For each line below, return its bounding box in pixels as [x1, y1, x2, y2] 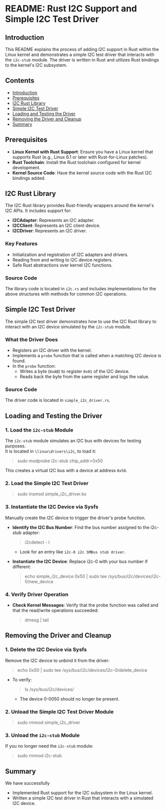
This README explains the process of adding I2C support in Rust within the [5, 47, 159, 52]
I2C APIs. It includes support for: [5, 208, 72, 214]
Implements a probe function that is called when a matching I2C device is [12, 353, 162, 359]
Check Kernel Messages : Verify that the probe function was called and [12, 602, 159, 608]
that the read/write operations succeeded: [12, 607, 99, 613]
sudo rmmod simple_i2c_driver [17, 719, 81, 725]
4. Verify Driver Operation [5, 591, 68, 597]
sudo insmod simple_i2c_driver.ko [17, 491, 87, 497]
